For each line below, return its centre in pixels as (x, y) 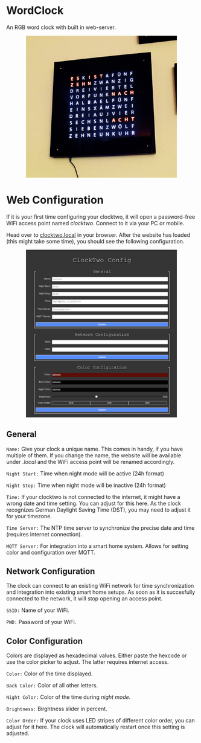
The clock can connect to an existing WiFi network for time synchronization (100, 586)
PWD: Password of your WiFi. (41, 622)
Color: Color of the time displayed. (49, 674)
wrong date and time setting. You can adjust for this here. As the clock (94, 503)
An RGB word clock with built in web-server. (61, 27)
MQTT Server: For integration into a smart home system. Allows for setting (97, 546)
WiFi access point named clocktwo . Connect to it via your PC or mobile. (95, 224)
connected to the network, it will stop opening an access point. (85, 599)
